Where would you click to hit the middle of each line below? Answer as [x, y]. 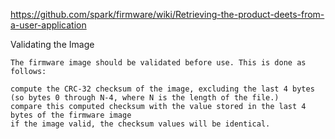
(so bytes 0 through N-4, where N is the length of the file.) [145, 98]
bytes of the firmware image [71, 115]
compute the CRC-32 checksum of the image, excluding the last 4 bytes [162, 89]
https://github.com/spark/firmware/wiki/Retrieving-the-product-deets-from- [167, 14]
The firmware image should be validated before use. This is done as [158, 63]
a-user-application [48, 25]
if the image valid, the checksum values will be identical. [140, 124]
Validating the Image [52, 44]
